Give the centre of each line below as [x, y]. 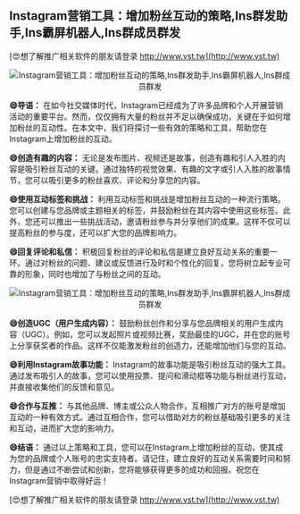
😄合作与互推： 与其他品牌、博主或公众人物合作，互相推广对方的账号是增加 [147, 406]
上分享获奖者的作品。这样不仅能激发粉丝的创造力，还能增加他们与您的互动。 [150, 345]
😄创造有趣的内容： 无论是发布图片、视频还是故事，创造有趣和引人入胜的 [144, 157]
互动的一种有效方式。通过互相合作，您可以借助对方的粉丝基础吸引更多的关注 [150, 417]
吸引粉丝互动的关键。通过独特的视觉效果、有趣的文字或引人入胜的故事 [154, 169]
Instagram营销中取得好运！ [59, 480]
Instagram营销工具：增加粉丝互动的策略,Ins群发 [143, 16]
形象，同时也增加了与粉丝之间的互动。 [95, 274]
